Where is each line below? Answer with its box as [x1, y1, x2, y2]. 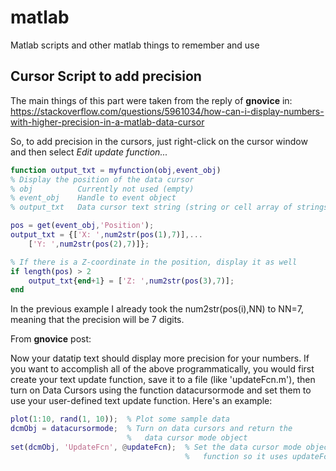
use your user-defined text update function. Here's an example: [10, 395, 273, 407]
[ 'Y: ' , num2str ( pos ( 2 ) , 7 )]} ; [28, 239, 150, 249]
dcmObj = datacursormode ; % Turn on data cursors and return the [10, 424, 293, 434]
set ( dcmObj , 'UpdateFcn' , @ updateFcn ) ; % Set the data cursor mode [10, 442, 302, 452]
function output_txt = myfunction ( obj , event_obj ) [10, 165, 222, 175]
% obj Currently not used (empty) [10, 184, 195, 194]
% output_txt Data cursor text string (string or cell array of [10, 202, 293, 213]
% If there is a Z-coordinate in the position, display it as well [10, 257, 298, 267]
